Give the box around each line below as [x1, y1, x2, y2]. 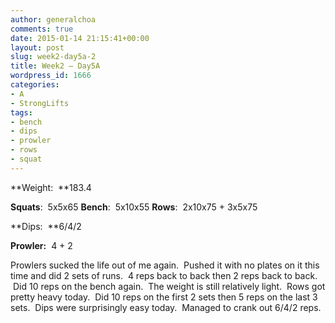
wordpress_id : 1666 [10, 71, 92, 81]
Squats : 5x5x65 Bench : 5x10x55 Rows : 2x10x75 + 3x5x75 [10, 201, 258, 213]
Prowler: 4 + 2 [10, 239, 73, 251]
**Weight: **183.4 [10, 181, 92, 193]
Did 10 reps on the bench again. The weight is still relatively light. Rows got [12, 280, 326, 292]
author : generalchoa [10, 14, 97, 25]
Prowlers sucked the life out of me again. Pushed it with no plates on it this [10, 259, 320, 271]
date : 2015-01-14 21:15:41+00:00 [10, 33, 150, 43]
